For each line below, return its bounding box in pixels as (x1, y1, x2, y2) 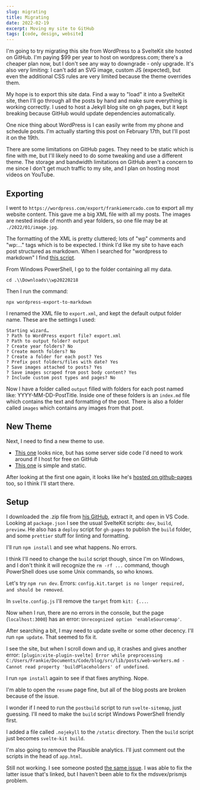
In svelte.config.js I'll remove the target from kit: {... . (6, 597, 149, 605)
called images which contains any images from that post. (6, 404, 145, 411)
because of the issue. (6, 692, 60, 700)
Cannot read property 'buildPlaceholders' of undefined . (6, 663, 149, 670)
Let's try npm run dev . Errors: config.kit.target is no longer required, (6, 579, 185, 587)
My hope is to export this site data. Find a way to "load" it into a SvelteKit (6, 91, 185, 98)
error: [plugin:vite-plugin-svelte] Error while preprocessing (6, 651, 162, 658)
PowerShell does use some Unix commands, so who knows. (6, 568, 154, 575)
